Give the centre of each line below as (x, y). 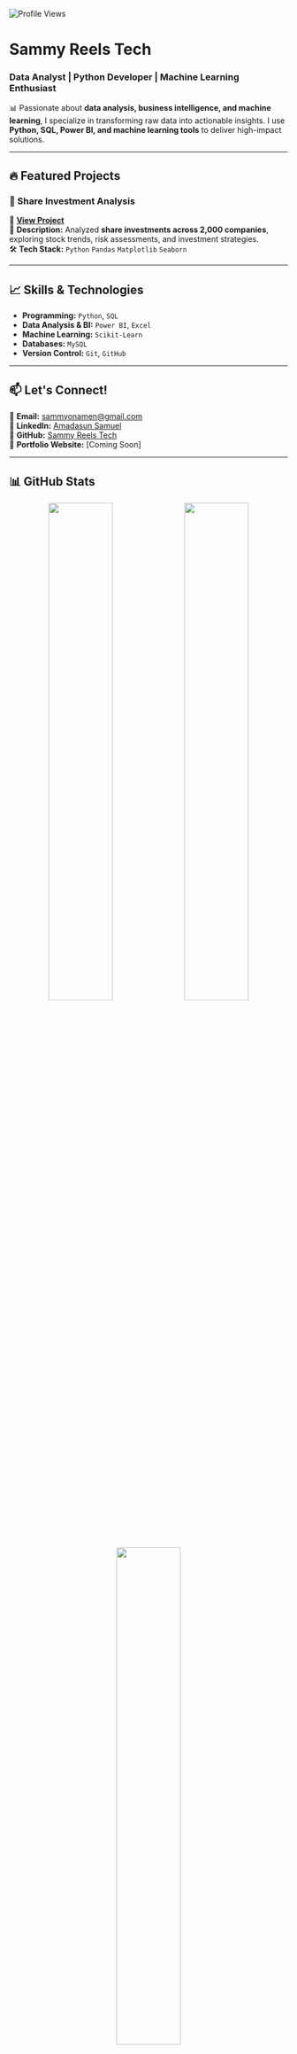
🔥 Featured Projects (65, 176)
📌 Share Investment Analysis (72, 201)
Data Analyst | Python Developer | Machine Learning (125, 77)
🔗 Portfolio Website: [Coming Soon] (75, 444)
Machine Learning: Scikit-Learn (82, 334)
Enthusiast (33, 89)
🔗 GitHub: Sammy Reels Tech (63, 435)
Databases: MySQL (54, 343)
